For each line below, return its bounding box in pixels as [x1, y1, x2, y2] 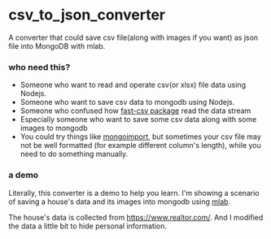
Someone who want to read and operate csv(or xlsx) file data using [20, 80, 247, 90]
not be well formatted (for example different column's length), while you [20, 141, 262, 150]
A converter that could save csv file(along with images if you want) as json [8, 33, 259, 42]
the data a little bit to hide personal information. [8, 221, 168, 231]
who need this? [8, 61, 71, 72]
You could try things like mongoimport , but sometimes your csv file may [20, 132, 262, 141]
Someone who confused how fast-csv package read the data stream [20, 106, 251, 115]
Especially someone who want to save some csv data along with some [20, 115, 257, 124]
